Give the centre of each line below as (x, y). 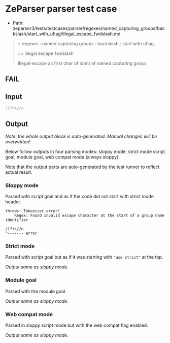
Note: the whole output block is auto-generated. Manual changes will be (81, 136)
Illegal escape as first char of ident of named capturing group (82, 63)
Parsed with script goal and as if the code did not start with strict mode (79, 197)
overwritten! (18, 142)
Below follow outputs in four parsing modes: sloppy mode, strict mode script (85, 151)
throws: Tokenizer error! (32, 211)
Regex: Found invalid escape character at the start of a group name (90, 216)
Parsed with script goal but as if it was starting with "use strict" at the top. (84, 257)
